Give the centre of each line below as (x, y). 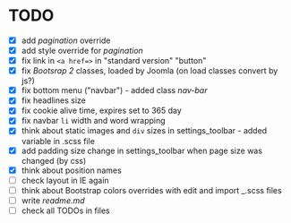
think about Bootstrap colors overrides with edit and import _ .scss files (152, 190)
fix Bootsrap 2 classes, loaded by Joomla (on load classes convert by (150, 71)
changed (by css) (54, 160)
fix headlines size (53, 100)
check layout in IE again (65, 180)
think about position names (71, 170)
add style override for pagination (82, 51)
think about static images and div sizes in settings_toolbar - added (144, 131)
